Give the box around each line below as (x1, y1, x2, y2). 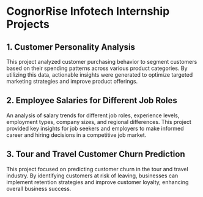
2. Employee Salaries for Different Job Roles (6, 95, 177, 106)
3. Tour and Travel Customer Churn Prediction (6, 149, 185, 160)
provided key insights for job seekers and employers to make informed (6, 125, 185, 132)
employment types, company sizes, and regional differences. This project (6, 118, 191, 125)
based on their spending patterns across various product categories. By (6, 64, 188, 72)
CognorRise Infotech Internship (6, 4, 170, 18)
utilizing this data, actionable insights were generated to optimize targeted (6, 71, 193, 78)
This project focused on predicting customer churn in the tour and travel (6, 165, 188, 172)
